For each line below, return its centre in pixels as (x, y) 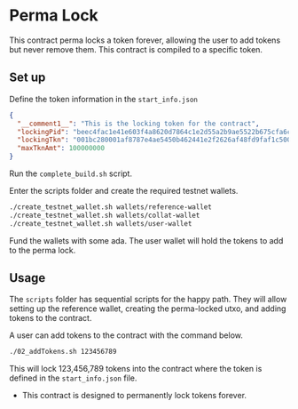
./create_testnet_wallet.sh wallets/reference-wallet (111, 207)
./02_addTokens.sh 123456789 (63, 352)
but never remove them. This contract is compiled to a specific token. (136, 49)
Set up (27, 78)
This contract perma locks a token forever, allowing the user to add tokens (145, 40)
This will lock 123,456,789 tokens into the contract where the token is (136, 369)
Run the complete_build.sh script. (71, 173)
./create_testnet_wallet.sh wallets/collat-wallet (105, 215)
